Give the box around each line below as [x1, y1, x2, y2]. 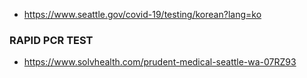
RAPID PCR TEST [9, 33, 94, 47]
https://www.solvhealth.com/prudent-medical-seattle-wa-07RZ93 [23, 56, 297, 68]
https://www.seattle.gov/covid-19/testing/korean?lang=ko [23, 9, 262, 20]
